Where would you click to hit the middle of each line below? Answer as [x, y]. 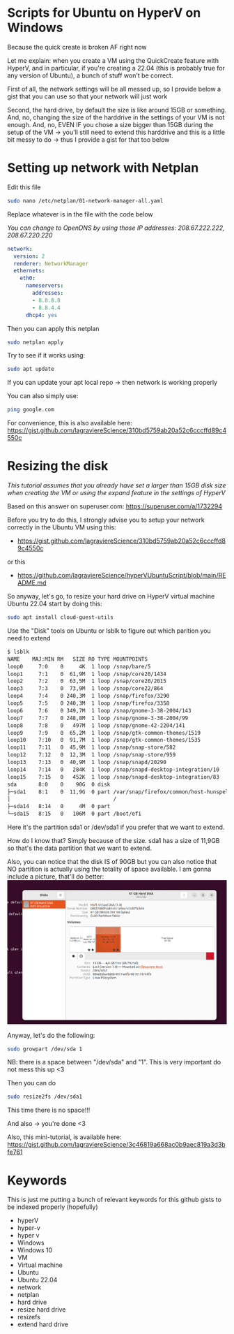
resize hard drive [41, 1310]
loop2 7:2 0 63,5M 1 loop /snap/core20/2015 [87, 681]
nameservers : [45, 286]
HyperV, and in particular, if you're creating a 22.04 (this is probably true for [116, 68]
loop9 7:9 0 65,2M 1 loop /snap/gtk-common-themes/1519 [104, 733]
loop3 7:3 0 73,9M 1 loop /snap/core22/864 [85, 689]
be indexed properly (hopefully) [53, 1207]
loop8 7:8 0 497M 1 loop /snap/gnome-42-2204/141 [96, 725]
